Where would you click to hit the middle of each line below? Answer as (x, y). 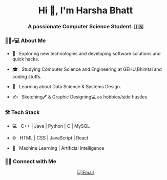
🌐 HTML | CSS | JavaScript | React (50, 137)
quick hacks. (26, 59)
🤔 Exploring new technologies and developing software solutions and (86, 54)
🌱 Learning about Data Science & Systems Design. (67, 87)
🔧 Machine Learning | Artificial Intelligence (58, 148)
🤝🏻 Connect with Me (31, 161)
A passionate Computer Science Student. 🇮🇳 (86, 27)
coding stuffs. (27, 77)
